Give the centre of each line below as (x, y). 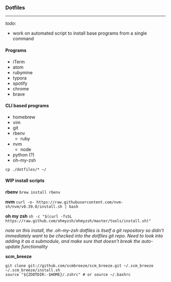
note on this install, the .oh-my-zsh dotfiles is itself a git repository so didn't (84, 230)
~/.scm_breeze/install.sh (33, 270)
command (23, 39)
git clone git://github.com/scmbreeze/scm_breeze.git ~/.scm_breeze (79, 266)
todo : (11, 23)
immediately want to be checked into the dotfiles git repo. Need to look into (84, 236)
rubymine (23, 72)
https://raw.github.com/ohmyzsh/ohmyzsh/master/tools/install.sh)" (78, 221)
